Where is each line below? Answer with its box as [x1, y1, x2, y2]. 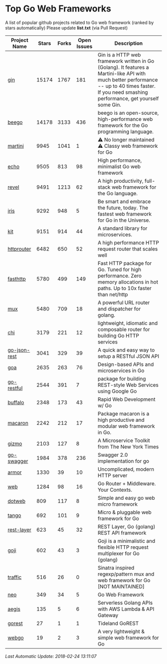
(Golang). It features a [97, 63, 149, 70]
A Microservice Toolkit [97, 437, 150, 444]
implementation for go [97, 457, 150, 464]
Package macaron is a [97, 410, 150, 417]
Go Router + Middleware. [97, 480, 156, 487]
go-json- [7, 346, 30, 353]
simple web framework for [97, 634, 159, 641]
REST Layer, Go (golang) [97, 523, 156, 530]
